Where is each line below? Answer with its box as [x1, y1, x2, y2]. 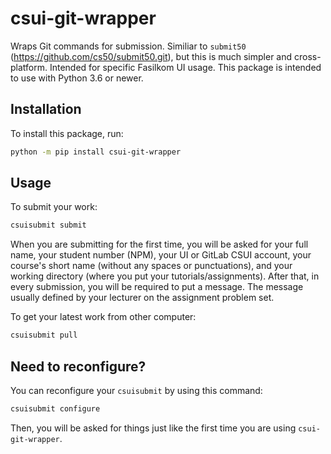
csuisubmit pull [10, 330, 78, 341]
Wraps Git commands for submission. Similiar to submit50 [10, 40, 247, 52]
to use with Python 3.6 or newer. [10, 72, 144, 84]
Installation [10, 101, 82, 118]
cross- [293, 50, 322, 62]
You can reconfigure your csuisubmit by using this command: [10, 385, 263, 396]
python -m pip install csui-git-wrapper [10, 147, 182, 157]
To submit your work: [10, 201, 98, 213]
